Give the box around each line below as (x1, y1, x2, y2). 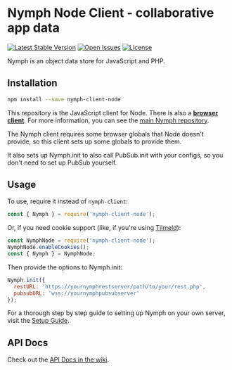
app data (7, 20, 60, 36)
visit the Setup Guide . (7, 317, 70, 325)
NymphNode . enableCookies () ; (7, 244, 90, 251)
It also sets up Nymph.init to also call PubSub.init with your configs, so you (7, 151, 224, 159)
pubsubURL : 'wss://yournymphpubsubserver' (13, 290, 140, 297)
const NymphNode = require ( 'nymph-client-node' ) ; (7, 237, 156, 244)
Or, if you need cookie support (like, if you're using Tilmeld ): (7, 224, 181, 232)
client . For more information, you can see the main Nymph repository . (7, 116, 210, 125)
